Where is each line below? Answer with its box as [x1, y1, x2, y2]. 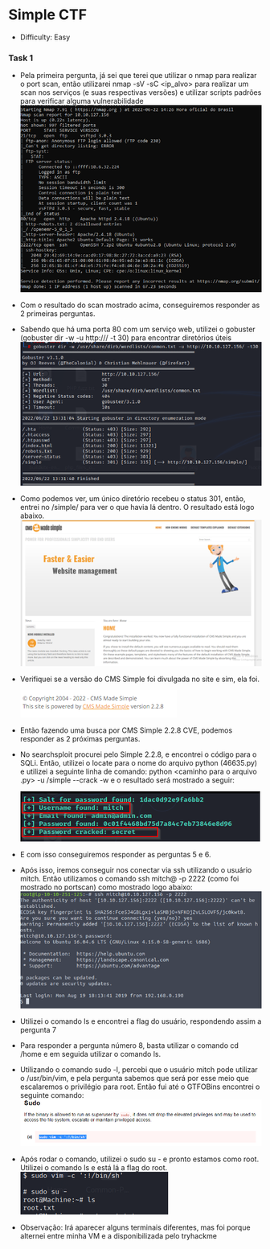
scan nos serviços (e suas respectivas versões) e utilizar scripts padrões [19, 88, 262, 97]
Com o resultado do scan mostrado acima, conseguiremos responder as [19, 300, 260, 310]
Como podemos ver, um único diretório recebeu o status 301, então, [19, 493, 246, 503]
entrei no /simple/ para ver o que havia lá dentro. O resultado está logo [19, 502, 255, 512]
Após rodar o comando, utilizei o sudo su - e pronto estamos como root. [19, 1154, 260, 1164]
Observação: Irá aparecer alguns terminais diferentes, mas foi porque [19, 1222, 251, 1232]
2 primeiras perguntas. [19, 309, 96, 318]
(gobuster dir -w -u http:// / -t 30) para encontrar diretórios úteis [19, 333, 231, 343]
